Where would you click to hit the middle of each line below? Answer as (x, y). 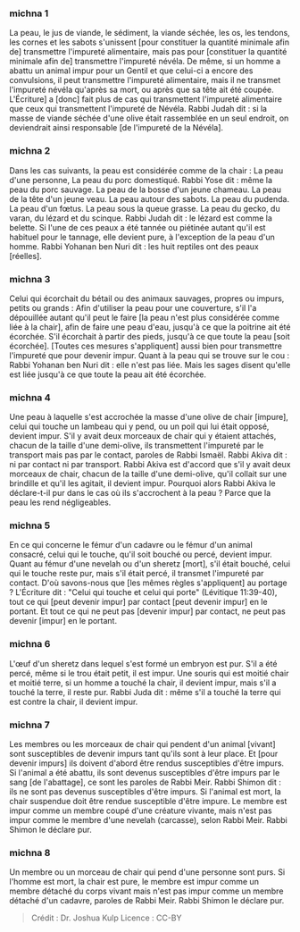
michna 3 (30, 279)
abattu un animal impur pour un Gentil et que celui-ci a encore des (131, 71)
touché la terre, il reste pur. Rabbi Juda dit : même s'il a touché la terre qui (145, 692)
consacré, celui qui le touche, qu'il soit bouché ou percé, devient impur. (141, 554)
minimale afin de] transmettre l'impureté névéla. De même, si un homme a (145, 62)
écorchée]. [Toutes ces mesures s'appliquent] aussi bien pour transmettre (146, 346)
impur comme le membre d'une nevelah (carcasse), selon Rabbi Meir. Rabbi (148, 820)
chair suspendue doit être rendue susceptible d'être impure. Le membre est (148, 802)
